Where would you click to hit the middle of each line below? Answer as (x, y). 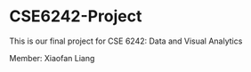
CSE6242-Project (76, 16)
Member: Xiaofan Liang (52, 58)
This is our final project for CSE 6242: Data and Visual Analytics (126, 41)
